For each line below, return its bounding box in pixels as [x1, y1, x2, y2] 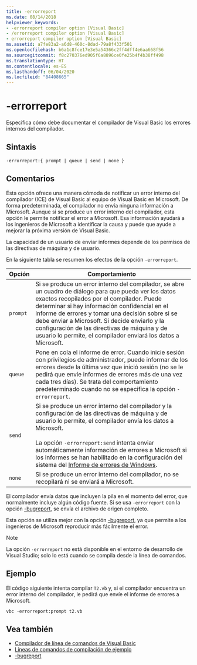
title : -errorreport [6, 8, 57, 15]
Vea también [6, 624, 53, 634]
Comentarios [6, 174, 55, 184]
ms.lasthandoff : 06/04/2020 [6, 69, 75, 75]
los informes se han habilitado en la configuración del [35, 453, 183, 462]
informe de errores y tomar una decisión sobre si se [35, 309, 178, 318]
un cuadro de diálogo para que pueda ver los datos [35, 287, 176, 295]
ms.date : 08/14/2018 [6, 14, 57, 20]
